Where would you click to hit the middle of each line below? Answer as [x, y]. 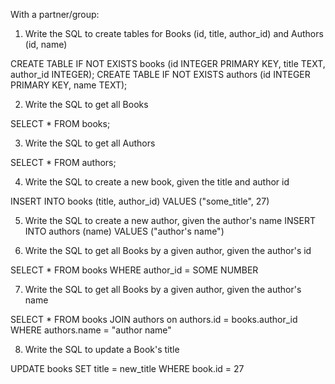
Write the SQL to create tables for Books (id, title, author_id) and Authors [174, 33]
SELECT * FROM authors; [63, 162]
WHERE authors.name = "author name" [91, 330]
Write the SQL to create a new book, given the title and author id [157, 182]
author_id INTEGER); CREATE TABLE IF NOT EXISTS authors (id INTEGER [160, 74]
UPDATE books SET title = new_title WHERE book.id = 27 [127, 368]
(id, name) [46, 44]
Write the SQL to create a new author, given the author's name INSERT [170, 220]
